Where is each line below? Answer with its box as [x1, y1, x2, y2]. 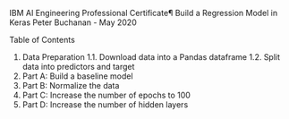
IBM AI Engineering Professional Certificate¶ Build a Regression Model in [9, 8, 278, 18]
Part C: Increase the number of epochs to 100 [21, 89, 191, 100]
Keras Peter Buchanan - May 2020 [9, 17, 137, 28]
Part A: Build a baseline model [21, 71, 133, 81]
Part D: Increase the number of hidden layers [21, 99, 189, 110]
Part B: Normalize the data [21, 81, 120, 90]
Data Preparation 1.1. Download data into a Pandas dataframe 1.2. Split [21, 52, 280, 62]
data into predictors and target [21, 62, 135, 72]
